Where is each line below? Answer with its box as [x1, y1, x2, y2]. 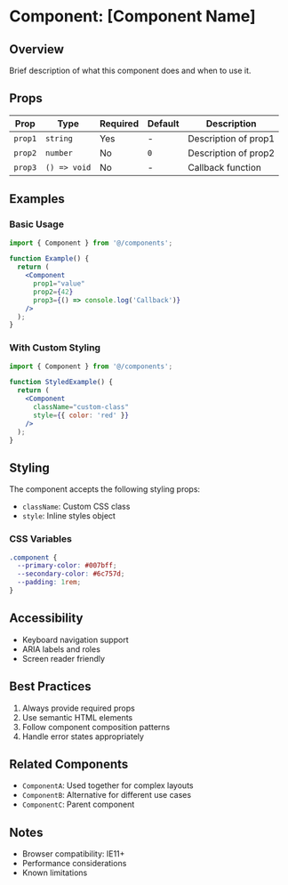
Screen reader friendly [21, 653, 105, 664]
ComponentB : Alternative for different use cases [21, 790, 192, 801]
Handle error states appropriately [21, 731, 145, 742]
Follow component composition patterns [21, 721, 171, 732]
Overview [9, 42, 65, 57]
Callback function [188, 161, 262, 173]
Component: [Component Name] [9, 6, 256, 27]
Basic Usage [9, 218, 65, 230]
